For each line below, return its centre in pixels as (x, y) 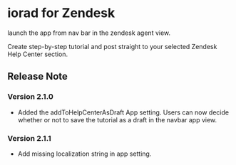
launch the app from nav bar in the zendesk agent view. (89, 33)
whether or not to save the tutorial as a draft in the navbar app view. (117, 119)
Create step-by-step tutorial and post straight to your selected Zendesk (112, 46)
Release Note (37, 76)
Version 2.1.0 (30, 97)
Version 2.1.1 (29, 138)
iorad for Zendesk (61, 13)
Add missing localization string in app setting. (84, 154)
